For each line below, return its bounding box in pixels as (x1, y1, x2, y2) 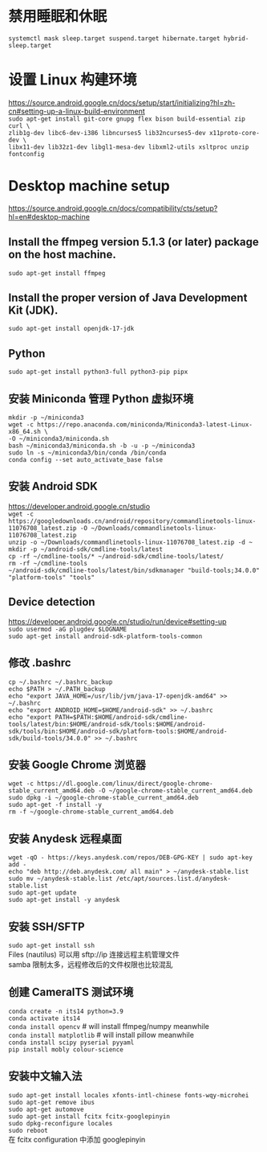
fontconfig (8, 150, 45, 158)
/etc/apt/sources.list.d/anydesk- (115, 874, 231, 883)
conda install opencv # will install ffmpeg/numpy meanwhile (8, 1021, 210, 1031)
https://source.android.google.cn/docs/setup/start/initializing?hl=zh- (8, 97, 236, 107)
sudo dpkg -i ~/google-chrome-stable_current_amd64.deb (8, 794, 199, 802)
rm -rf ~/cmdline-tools (8, 559, 88, 567)
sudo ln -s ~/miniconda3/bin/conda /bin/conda (8, 449, 167, 457)
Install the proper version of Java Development (8, 291, 248, 305)
